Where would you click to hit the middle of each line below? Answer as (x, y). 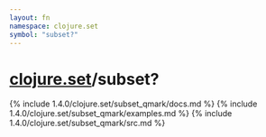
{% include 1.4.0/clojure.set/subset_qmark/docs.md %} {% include (133, 104)
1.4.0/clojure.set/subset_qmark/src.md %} (87, 123)
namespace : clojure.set (54, 26)
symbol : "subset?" (44, 34)
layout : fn (30, 18)
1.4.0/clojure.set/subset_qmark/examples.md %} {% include (121, 114)
